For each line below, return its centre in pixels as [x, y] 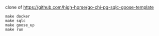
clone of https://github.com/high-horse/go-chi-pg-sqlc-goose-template [79, 7]
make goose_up [20, 25]
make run [14, 29]
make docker [18, 16]
